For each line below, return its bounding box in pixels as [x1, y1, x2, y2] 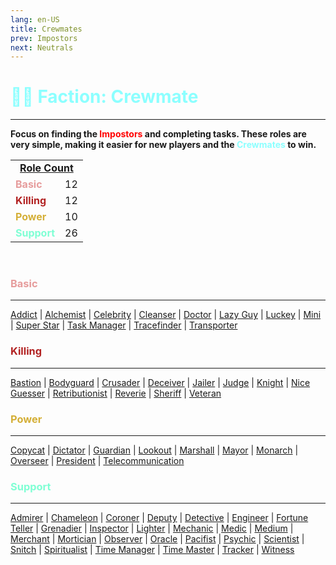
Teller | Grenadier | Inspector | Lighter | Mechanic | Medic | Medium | [10, 522, 294, 535]
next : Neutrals [10, 42, 74, 53]
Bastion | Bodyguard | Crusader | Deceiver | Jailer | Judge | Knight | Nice [10, 376, 311, 388]
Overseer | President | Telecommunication [10, 455, 185, 467]
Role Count [19, 161, 74, 175]
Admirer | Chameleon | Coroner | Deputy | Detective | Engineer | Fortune [10, 512, 309, 524]
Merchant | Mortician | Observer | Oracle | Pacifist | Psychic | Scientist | [10, 533, 305, 545]
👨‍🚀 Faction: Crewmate [10, 86, 199, 108]
